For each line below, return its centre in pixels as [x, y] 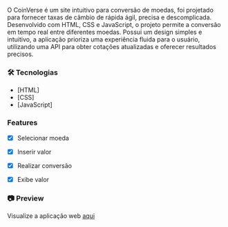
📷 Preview [26, 198]
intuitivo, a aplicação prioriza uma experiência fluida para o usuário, [104, 39]
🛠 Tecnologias [33, 72]
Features [22, 122]
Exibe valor [33, 179]
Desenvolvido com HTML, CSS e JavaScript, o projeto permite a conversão [114, 25]
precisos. [20, 54]
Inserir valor [34, 152]
